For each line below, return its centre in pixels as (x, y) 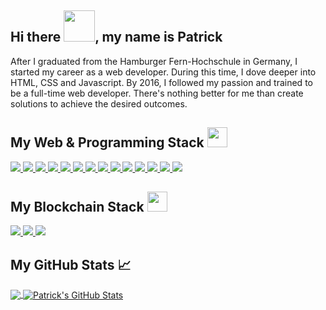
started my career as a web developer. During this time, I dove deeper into (163, 72)
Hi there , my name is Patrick (116, 37)
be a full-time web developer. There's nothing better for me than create (157, 93)
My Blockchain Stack (77, 207)
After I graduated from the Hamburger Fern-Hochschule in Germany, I (154, 61)
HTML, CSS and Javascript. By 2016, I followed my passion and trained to (161, 82)
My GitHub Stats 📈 (71, 264)
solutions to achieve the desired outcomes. (99, 103)
